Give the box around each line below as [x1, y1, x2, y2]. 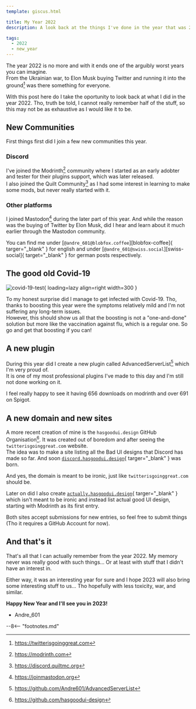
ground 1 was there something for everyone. [6, 81, 111, 88]
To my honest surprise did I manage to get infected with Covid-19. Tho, [6, 295, 177, 302]
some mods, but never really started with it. [6, 187, 111, 194]
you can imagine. [6, 68, 48, 75]
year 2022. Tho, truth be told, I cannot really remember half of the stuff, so [6, 99, 185, 106]
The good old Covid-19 [6, 269, 90, 279]
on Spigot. [6, 396, 31, 403]
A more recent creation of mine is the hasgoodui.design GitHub [6, 429, 157, 436]
